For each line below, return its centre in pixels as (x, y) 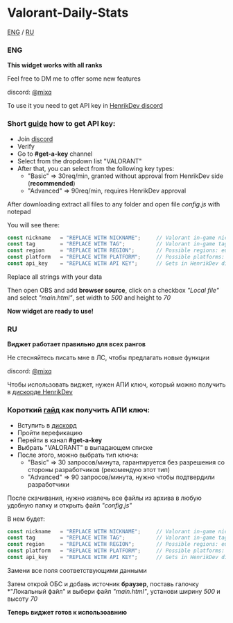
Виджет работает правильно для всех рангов (77, 344)
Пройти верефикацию (50, 432)
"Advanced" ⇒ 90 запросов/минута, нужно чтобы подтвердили (121, 477)
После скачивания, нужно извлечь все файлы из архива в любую (105, 498)
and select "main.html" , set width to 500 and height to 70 (89, 298)
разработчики (49, 484)
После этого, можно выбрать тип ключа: (78, 455)
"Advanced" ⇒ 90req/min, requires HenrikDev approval (107, 191)
